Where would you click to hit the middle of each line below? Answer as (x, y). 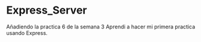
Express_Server (47, 10)
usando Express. (27, 33)
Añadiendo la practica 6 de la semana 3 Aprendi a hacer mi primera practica (101, 27)
